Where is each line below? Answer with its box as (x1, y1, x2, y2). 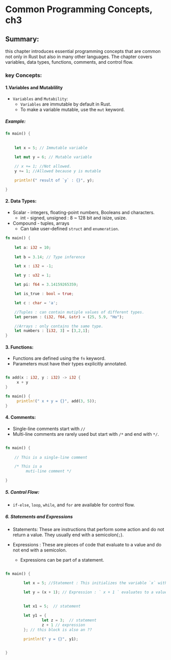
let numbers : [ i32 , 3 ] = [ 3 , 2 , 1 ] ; (14, 328, 90, 333)
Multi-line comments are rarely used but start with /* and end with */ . (12, 431, 159, 437)
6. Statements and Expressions (5, 513, 73, 519)
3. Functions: (5, 344, 34, 350)
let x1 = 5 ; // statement (23, 604, 81, 609)
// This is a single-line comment (14, 455, 88, 460)
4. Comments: (5, 414, 36, 420)
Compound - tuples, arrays (12, 220, 70, 226)
